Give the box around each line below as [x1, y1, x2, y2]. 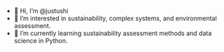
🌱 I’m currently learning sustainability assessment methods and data [13, 29, 212, 37]
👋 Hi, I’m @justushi [13, 7, 69, 15]
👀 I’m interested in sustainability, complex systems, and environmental [13, 14, 218, 22]
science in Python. [13, 37, 68, 45]
